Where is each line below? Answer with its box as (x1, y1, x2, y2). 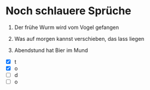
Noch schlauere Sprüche (5, 4, 132, 18)
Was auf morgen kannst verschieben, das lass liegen (14, 35, 145, 42)
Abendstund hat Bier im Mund (14, 46, 88, 54)
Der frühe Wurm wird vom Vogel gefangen (14, 24, 120, 31)
